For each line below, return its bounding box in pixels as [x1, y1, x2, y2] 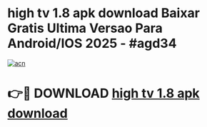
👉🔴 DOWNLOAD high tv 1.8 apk [7, 86, 200, 101]
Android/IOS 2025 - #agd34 [7, 36, 177, 51]
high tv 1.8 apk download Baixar [7, 5, 200, 21]
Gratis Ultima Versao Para [7, 20, 163, 36]
